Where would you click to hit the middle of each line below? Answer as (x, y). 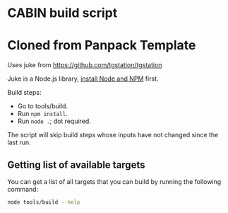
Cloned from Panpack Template (102, 46)
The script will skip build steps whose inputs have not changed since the (113, 135)
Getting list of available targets (76, 165)
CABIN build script (62, 13)
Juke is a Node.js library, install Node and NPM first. (83, 79)
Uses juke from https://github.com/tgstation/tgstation (85, 65)
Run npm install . (43, 114)
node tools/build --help (44, 202)
